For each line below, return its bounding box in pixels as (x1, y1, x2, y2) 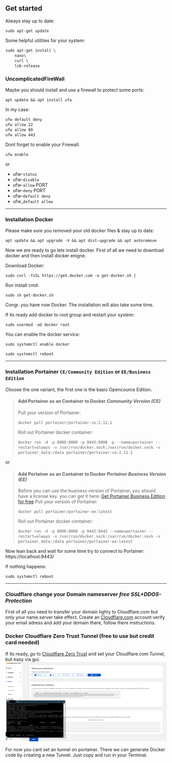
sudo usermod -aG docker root (5, 322, 70, 328)
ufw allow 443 (5, 133, 36, 138)
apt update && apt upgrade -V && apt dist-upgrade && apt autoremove (5, 238, 157, 244)
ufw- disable (12, 177, 39, 183)
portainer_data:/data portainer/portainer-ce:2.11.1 (17, 450, 133, 455)
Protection (5, 597, 32, 604)
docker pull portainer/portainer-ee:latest (17, 509, 113, 514)
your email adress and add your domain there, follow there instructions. (5, 620, 156, 626)
